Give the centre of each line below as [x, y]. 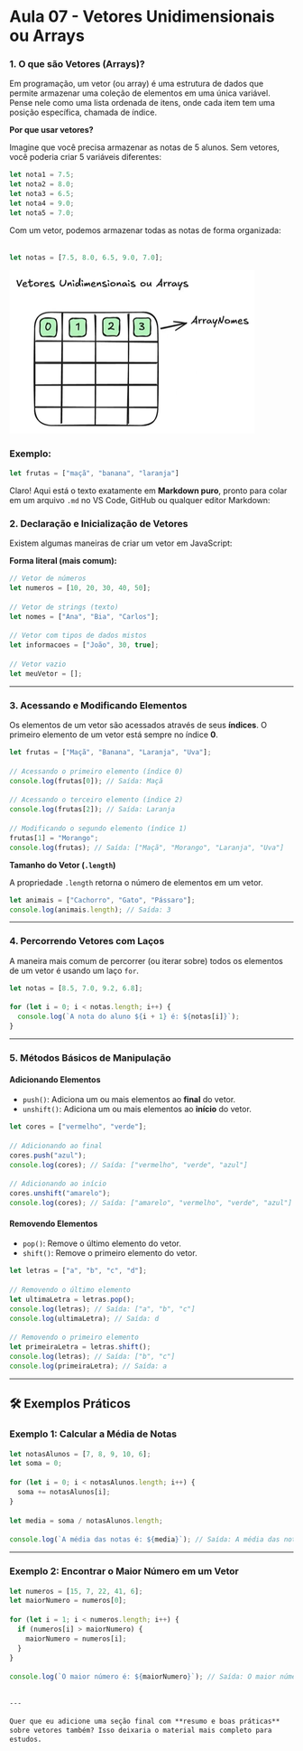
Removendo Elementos [54, 1223]
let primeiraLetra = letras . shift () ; [80, 1347]
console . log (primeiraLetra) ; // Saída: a [88, 1366]
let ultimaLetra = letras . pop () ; [72, 1299]
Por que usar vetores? [51, 130]
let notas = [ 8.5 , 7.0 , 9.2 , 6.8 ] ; [76, 988]
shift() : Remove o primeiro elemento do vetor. [110, 1253]
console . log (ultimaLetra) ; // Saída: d [84, 1318]
